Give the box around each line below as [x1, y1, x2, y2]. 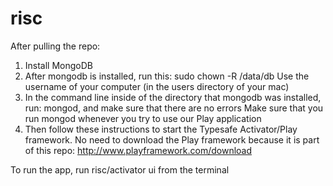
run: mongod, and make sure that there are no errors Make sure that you [24, 102, 324, 114]
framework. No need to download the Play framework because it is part [24, 133, 320, 146]
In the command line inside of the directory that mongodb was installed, [24, 91, 322, 103]
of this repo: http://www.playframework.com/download [24, 144, 253, 156]
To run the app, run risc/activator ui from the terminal [10, 163, 230, 176]
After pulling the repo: [10, 40, 101, 52]
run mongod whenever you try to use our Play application [24, 112, 262, 124]
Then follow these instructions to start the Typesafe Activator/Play [24, 123, 298, 135]
